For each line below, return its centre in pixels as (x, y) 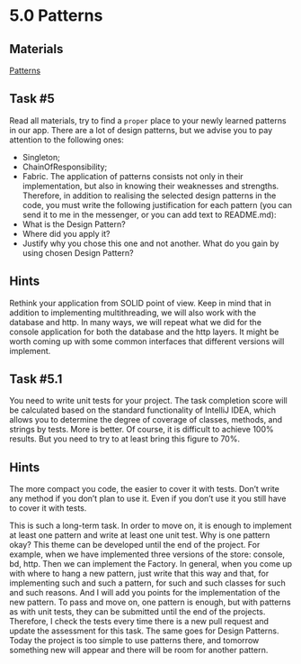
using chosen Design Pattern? (78, 252)
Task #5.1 (36, 379)
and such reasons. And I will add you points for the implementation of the (145, 593)
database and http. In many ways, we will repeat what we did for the (136, 322)
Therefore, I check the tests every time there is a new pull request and (139, 622)
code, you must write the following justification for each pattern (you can (157, 205)
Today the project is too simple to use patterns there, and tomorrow (134, 641)
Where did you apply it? (66, 233)
